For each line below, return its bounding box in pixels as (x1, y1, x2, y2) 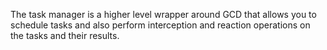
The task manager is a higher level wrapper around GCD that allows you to (10, 9, 317, 20)
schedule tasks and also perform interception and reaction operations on (10, 19, 311, 31)
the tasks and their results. (10, 30, 120, 41)
